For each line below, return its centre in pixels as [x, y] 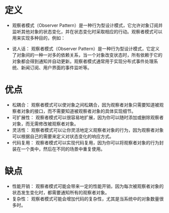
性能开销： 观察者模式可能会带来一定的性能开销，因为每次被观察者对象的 [88, 186]
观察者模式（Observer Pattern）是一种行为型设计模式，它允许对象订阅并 [87, 25]
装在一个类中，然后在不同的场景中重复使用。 [59, 149]
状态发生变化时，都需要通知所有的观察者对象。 [61, 192]
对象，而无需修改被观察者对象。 [45, 124]
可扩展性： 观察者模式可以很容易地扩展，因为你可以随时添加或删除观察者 [88, 117]
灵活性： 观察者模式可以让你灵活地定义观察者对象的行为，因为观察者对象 [88, 130]
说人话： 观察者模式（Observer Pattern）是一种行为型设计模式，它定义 [86, 48]
